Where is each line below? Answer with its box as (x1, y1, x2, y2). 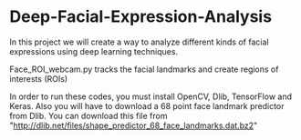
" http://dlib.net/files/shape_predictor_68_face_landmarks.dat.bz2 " (9, 120, 258, 131)
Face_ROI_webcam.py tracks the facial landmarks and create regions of (9, 64, 279, 75)
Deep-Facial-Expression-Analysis (9, 6, 272, 27)
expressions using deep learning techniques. (9, 45, 179, 56)
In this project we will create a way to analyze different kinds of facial (9, 36, 269, 47)
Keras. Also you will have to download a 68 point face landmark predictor (9, 100, 285, 111)
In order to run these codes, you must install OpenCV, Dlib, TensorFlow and (9, 91, 293, 102)
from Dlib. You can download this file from (9, 110, 168, 121)
